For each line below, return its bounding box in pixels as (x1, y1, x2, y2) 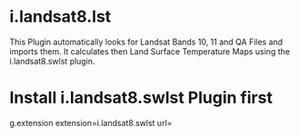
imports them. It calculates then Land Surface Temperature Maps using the (9, 45, 291, 56)
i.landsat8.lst (9, 6, 112, 27)
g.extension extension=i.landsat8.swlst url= (9, 117, 173, 128)
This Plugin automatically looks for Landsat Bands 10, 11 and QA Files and (9, 36, 284, 47)
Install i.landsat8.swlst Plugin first (9, 88, 273, 108)
